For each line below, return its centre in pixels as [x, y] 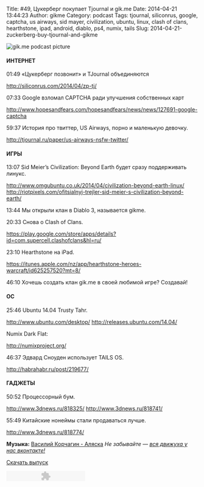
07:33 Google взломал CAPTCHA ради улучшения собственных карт [95, 98]
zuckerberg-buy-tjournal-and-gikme [52, 35]
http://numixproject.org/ [37, 345]
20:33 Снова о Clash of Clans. [45, 222]
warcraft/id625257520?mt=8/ [44, 270]
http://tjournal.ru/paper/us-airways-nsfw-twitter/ [68, 140]
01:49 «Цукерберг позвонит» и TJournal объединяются [78, 74]
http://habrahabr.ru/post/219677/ [47, 369]
